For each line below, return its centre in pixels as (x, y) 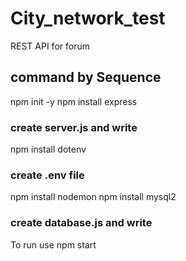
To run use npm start (53, 244)
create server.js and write (74, 127)
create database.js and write (81, 223)
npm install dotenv (48, 149)
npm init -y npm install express (74, 101)
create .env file (47, 175)
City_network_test (88, 18)
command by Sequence (86, 77)
